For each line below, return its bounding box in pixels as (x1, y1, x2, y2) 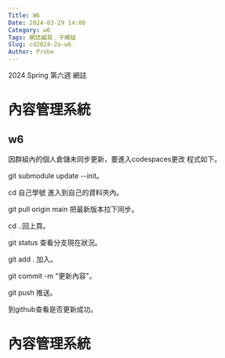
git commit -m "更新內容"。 (8, 272, 96, 280)
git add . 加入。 (8, 254, 57, 264)
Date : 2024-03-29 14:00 (8, 19, 86, 27)
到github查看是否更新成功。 (8, 305, 98, 314)
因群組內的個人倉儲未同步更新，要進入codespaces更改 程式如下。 (8, 155, 222, 163)
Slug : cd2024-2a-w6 (8, 41, 72, 49)
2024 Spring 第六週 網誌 (8, 71, 87, 79)
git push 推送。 (8, 288, 57, 297)
